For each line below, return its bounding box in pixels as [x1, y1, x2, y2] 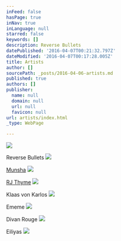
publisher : [6, 87, 33, 93]
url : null [11, 103, 36, 110]
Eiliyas [6, 228, 22, 236]
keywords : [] [6, 37, 39, 43]
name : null [11, 92, 39, 98]
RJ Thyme [6, 179, 32, 186]
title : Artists [6, 59, 44, 65]
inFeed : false [6, 8, 42, 15]
